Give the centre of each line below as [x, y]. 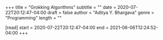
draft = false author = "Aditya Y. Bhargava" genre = [101, 12]
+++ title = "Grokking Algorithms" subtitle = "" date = [61, 7]
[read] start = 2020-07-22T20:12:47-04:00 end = [57, 27]
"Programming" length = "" [34, 18]
